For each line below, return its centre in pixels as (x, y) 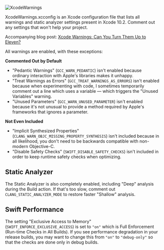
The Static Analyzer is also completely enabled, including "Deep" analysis (80, 184)
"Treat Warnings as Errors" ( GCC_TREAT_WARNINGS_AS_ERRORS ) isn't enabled (86, 81)
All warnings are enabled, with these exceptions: (54, 52)
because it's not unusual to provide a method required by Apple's (78, 107)
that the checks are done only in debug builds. (52, 242)
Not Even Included (24, 121)
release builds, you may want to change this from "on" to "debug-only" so (79, 237)
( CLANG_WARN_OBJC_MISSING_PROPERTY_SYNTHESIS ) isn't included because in (86, 136)
